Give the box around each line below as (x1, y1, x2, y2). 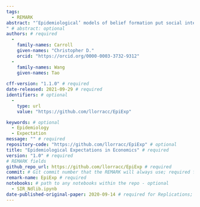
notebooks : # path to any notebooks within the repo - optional (6, 180, 169, 187)
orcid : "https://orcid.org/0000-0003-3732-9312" (17, 53, 140, 59)
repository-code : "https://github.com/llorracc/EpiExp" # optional (6, 141, 177, 147)
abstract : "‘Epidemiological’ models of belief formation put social (6, 20, 183, 26)
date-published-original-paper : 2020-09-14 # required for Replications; (6, 191, 193, 197)
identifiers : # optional (6, 92, 68, 98)
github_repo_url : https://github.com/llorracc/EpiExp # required (6, 163, 171, 170)
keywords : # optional (6, 119, 60, 125)
